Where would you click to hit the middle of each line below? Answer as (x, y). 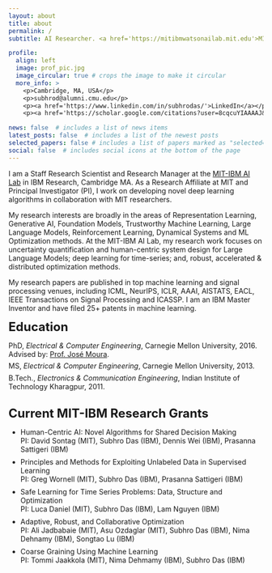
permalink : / (30, 31)
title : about (30, 23)
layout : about (32, 16)
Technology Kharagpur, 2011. (57, 386)
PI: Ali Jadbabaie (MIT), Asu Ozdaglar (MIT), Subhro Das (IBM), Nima (135, 530)
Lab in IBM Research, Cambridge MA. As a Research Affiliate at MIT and (128, 182)
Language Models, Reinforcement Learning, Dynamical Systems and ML (129, 232)
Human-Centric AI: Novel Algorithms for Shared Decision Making (128, 432)
